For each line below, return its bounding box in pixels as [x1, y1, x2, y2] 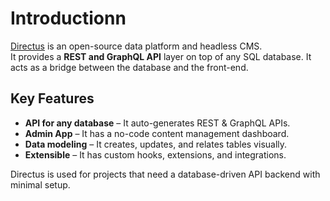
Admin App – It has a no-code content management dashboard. [24, 127, 290, 139]
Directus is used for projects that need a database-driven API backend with [10, 168, 321, 180]
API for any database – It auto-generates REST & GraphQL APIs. [24, 117, 291, 129]
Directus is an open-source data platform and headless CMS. [10, 40, 263, 52]
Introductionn [10, 7, 127, 30]
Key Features [10, 90, 95, 107]
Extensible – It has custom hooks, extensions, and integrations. [24, 148, 287, 161]
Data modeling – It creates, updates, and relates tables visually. [24, 138, 288, 150]
